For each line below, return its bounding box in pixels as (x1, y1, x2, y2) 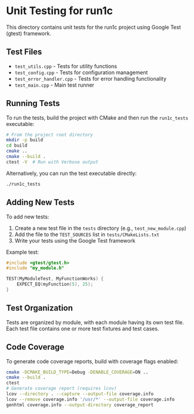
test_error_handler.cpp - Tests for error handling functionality (14, 75, 166, 82)
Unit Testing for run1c (6, 4, 113, 18)
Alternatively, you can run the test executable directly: (6, 170, 137, 177)
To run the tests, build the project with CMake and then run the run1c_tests (6, 114, 189, 121)
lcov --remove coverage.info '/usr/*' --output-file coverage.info (6, 396, 175, 402)
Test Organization (6, 303, 73, 313)
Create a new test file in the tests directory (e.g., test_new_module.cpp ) (14, 224, 187, 231)
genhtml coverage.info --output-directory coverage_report (6, 402, 154, 408)
